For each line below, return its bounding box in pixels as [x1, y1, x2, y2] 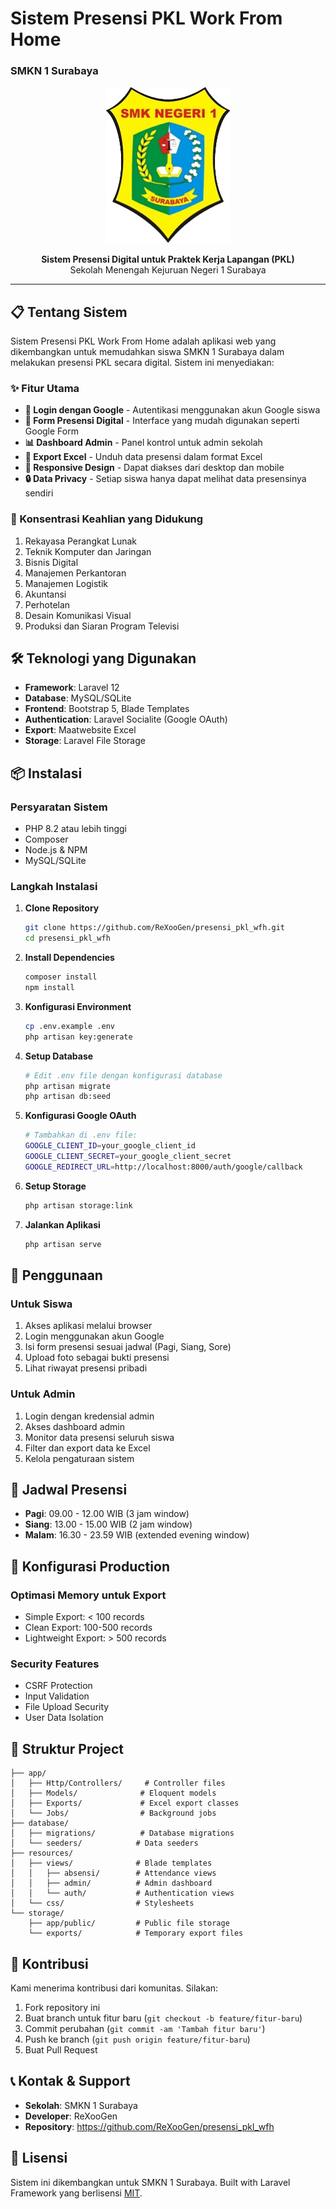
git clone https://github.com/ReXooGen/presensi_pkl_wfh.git [24, 923, 286, 933]
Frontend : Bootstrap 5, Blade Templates [24, 703, 190, 715]
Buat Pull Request [24, 2043, 98, 2056]
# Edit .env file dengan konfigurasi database [24, 1070, 223, 1081]
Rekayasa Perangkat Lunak [24, 535, 138, 547]
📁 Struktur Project [10, 1740, 125, 1757]
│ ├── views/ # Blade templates [10, 1858, 213, 1869]
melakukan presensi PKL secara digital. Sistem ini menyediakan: [10, 357, 275, 369]
